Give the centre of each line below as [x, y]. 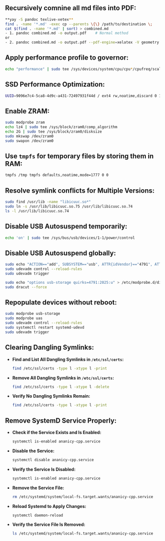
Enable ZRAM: [27, 111]
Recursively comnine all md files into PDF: [71, 8]
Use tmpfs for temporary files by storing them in [79, 156]
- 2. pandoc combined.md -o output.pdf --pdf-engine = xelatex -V [72, 42]
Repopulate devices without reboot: [61, 303]
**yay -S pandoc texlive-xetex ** [39, 19]
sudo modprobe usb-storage [33, 314]
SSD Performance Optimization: [55, 85]
